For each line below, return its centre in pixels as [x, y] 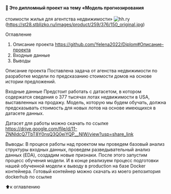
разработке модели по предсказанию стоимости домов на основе [79, 76]
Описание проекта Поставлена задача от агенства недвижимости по [81, 71]
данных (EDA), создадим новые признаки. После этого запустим [76, 155]
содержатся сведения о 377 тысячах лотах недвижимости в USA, [78, 97]
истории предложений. [31, 82]
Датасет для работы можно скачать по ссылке [57, 123]
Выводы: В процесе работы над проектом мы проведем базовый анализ [85, 144]
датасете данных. [25, 113]
